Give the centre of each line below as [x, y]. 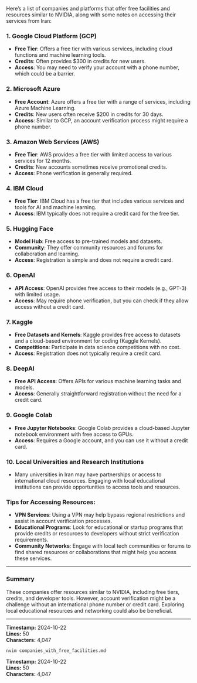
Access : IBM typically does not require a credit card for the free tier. [97, 214]
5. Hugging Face [30, 229]
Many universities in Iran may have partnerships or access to [88, 474]
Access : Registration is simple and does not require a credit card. [94, 260]
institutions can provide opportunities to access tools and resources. [97, 487]
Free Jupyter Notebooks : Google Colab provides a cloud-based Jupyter [102, 428]
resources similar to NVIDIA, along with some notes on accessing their [91, 15]
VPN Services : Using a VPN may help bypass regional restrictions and [100, 515]
